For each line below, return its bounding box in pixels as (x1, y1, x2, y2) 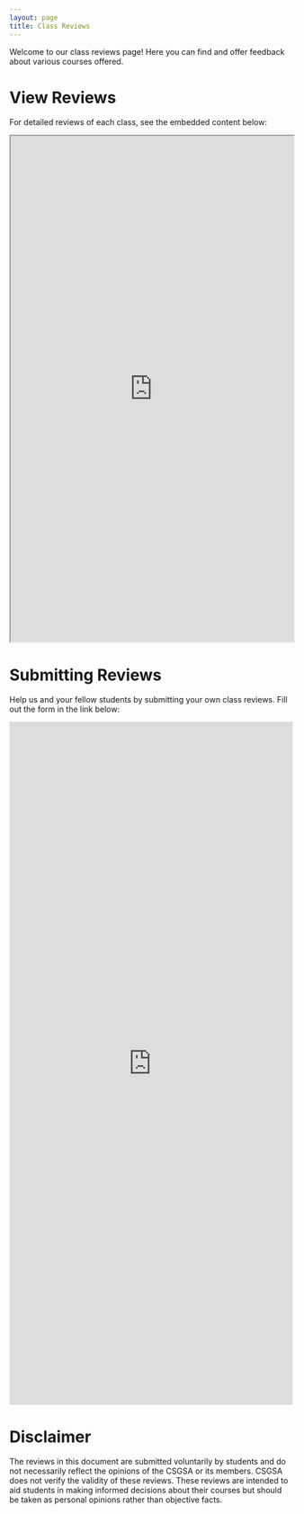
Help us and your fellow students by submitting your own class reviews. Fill (9, 694, 288, 705)
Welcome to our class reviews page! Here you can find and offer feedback (9, 46, 285, 57)
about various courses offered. (9, 56, 124, 67)
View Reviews (9, 87, 117, 108)
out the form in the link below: (9, 703, 120, 715)
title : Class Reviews (9, 22, 91, 31)
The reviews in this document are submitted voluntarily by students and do (9, 1456, 286, 1467)
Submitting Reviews (9, 665, 162, 685)
